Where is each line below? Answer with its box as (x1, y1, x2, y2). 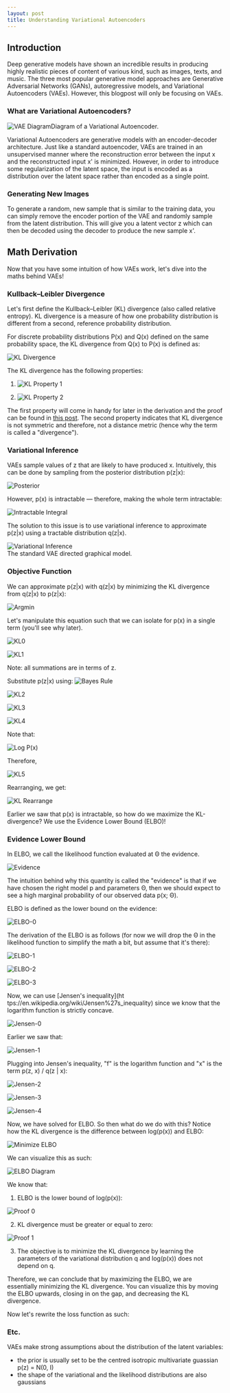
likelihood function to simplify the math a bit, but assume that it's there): (7, 938, 210, 947)
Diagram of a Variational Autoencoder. (51, 122, 159, 131)
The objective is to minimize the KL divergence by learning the (16, 1247, 194, 1255)
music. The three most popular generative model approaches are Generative (7, 75, 224, 83)
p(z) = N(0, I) (16, 1363, 54, 1372)
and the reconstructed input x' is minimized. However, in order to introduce (7, 157, 220, 166)
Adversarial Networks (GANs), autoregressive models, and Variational (7, 82, 205, 90)
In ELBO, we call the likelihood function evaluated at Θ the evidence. (7, 850, 200, 858)
